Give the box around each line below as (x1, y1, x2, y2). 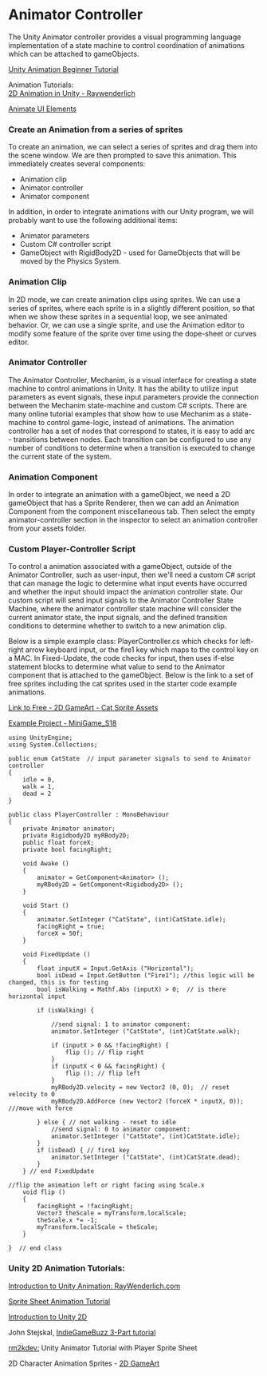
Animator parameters (19, 231, 90, 241)
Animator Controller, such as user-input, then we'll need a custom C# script (8, 570, 257, 580)
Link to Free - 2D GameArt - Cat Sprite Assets (8, 703, 159, 713)
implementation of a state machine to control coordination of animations (8, 40, 245, 50)
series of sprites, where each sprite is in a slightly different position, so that (8, 303, 255, 312)
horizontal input (8, 992, 66, 1000)
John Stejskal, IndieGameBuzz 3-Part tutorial (8, 1327, 156, 1337)
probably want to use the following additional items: (8, 216, 178, 225)
